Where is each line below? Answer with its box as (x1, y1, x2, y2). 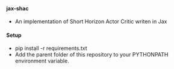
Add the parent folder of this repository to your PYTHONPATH (14, 51, 169, 58)
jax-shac (6, 5, 29, 12)
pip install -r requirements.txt (14, 45, 87, 52)
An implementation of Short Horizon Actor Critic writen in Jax (14, 18, 167, 25)
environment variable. (14, 57, 69, 65)
